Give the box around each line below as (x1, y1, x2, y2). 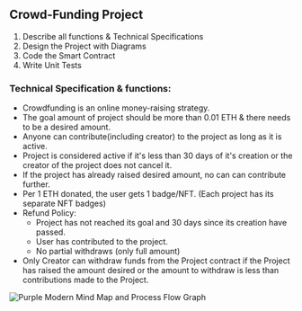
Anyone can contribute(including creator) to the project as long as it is (22, 131, 282, 142)
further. (22, 179, 51, 190)
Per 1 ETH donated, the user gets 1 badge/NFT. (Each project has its (22, 189, 274, 200)
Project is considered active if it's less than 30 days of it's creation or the (22, 150, 293, 161)
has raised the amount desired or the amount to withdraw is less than (22, 265, 280, 276)
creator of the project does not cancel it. (22, 160, 173, 171)
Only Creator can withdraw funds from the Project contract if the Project (22, 255, 290, 266)
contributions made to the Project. (22, 274, 149, 286)
